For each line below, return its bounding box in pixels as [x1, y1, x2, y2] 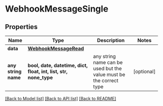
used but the [93, 65, 122, 72]
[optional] [133, 68, 156, 75]
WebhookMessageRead [27, 45, 84, 52]
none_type [27, 74, 53, 81]
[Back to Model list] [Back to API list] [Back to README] [5, 96, 116, 101]
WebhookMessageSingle [5, 3, 109, 15]
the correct [93, 77, 119, 84]
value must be [93, 71, 125, 78]
